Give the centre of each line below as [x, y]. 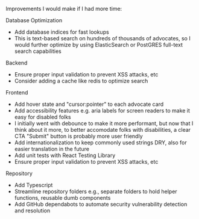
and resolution [32, 211]
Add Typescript [33, 185]
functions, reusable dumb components [62, 198]
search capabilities [38, 51]
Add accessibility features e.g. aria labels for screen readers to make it [102, 110]
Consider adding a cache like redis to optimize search [81, 81]
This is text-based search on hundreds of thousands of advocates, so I [102, 38]
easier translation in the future [52, 149]
